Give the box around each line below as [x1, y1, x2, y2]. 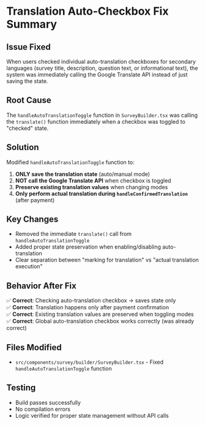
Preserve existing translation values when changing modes [15, 183, 168, 190]
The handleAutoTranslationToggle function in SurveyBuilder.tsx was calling [6, 111, 198, 119]
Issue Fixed [6, 42, 51, 52]
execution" [15, 263, 43, 270]
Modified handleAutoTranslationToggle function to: [6, 158, 135, 166]
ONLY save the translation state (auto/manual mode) [15, 170, 151, 178]
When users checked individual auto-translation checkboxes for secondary [6, 58, 196, 65]
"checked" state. [6, 124, 49, 132]
